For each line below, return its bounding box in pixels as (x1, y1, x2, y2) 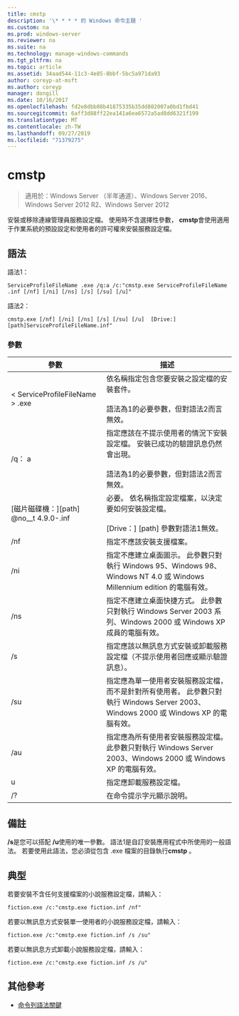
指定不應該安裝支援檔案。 (106, 537, 192, 547)
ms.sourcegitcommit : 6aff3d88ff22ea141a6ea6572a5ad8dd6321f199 (7, 110, 199, 117)
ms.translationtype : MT (7, 116, 78, 123)
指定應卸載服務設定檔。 (106, 778, 185, 788)
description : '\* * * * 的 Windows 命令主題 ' (7, 17, 142, 24)
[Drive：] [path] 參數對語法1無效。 (106, 523, 223, 533)
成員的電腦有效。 (106, 628, 164, 638)
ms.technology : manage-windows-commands (7, 51, 129, 58)
